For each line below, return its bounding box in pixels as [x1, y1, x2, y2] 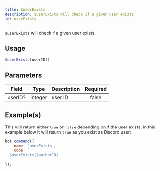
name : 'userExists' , [14, 143, 56, 148]
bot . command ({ [5, 139, 35, 144]
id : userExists [5, 16, 37, 21]
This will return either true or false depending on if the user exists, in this [5, 124, 155, 130]
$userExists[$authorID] [9, 153, 58, 158]
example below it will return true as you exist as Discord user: [5, 129, 131, 135]
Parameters [5, 71, 42, 80]
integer [30, 94, 47, 101]
